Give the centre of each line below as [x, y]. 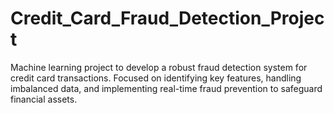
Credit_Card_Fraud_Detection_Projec [167, 18]
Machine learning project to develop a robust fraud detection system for [159, 67]
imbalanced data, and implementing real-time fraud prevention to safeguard [166, 88]
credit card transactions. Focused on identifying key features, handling [156, 78]
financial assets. [44, 99]
